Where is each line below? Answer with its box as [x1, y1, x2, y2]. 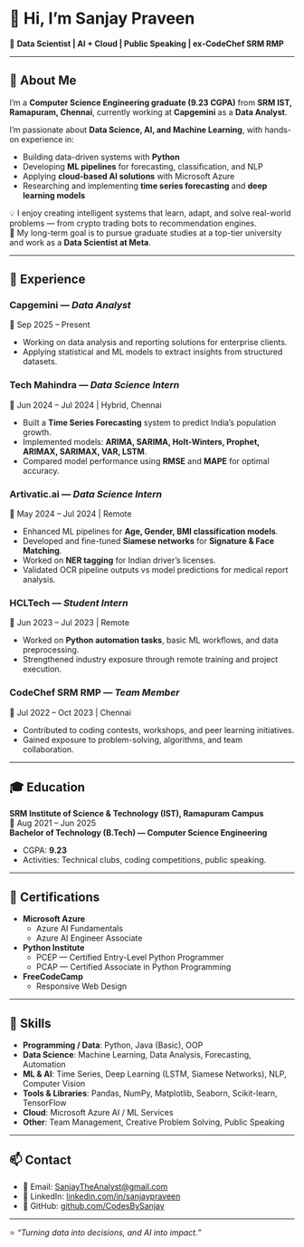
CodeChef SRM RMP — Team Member [9, 686, 180, 699]
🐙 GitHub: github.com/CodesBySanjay [22, 1200, 165, 1211]
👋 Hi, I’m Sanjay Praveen [9, 8, 195, 29]
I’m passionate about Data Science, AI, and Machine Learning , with [9, 124, 263, 135]
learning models [22, 189, 86, 200]
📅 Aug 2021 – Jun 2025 [9, 817, 97, 828]
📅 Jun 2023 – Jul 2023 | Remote [9, 617, 129, 628]
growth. [22, 426, 52, 438]
